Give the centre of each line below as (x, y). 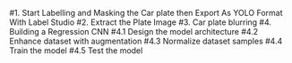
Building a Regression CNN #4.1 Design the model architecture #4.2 (134, 31)
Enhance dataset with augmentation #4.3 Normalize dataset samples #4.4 (146, 41)
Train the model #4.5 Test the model (76, 51)
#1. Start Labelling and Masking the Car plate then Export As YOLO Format (146, 13)
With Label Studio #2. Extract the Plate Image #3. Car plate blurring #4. (140, 22)
